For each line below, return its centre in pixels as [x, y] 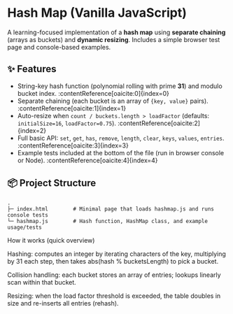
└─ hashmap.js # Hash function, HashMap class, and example [108, 221]
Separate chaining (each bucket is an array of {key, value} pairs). [113, 101]
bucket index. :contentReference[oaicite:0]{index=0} [93, 93]
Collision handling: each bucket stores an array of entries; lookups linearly [114, 275]
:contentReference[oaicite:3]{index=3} [73, 145]
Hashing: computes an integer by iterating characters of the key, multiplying [116, 254]
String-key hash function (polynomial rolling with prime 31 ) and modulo [120, 86]
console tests [28, 215]
